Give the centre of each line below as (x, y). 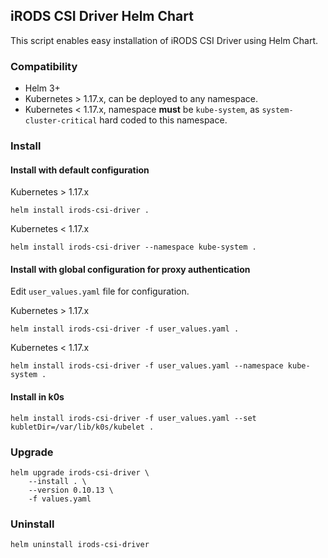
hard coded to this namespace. (163, 120)
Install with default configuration (80, 170)
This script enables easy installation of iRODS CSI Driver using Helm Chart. (164, 40)
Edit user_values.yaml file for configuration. (100, 291)
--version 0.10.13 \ (71, 490)
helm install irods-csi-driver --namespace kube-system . (133, 247)
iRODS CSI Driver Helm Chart (102, 16)
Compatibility (44, 66)
